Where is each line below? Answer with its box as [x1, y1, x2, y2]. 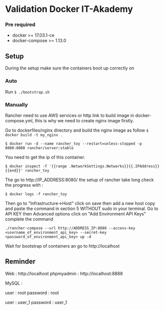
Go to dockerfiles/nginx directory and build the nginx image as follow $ [5, 127, 149, 133]
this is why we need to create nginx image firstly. [34, 117, 134, 123]
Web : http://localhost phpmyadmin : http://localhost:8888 [5, 270, 123, 276]
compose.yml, [5, 117, 34, 123]
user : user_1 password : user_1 [5, 299, 67, 305]
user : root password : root [5, 290, 59, 296]
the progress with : [5, 182, 43, 188]
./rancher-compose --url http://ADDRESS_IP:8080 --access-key [5, 225, 135, 231]
